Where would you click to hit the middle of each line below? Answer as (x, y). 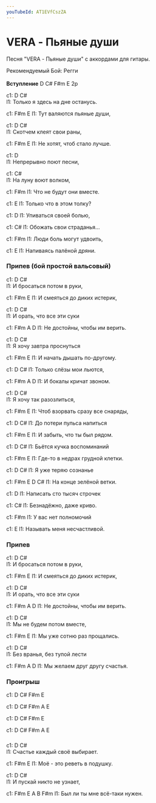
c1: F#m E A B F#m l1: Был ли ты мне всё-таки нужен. (75, 794)
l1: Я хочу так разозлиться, (41, 399)
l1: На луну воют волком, (39, 180)
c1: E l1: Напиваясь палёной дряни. (51, 250)
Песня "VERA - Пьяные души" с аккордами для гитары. (78, 59)
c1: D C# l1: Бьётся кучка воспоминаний (58, 446)
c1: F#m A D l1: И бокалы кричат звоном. (58, 381)
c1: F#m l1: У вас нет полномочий (49, 517)
